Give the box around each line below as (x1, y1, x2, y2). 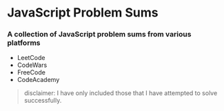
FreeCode (17, 68, 46, 77)
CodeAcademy (17, 76, 60, 84)
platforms (7, 38, 41, 48)
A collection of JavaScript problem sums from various (7, 30, 192, 39)
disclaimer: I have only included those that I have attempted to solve (23, 89, 218, 97)
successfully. (23, 97, 62, 105)
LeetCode (17, 54, 45, 62)
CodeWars (17, 61, 48, 70)
